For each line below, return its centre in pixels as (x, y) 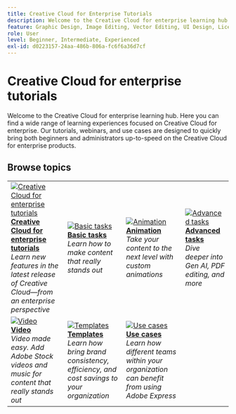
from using (144, 387)
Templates (86, 334)
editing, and (205, 274)
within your (144, 361)
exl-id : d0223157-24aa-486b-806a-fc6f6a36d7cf (77, 46)
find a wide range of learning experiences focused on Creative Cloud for (112, 123)
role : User (23, 33)
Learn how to (89, 243)
